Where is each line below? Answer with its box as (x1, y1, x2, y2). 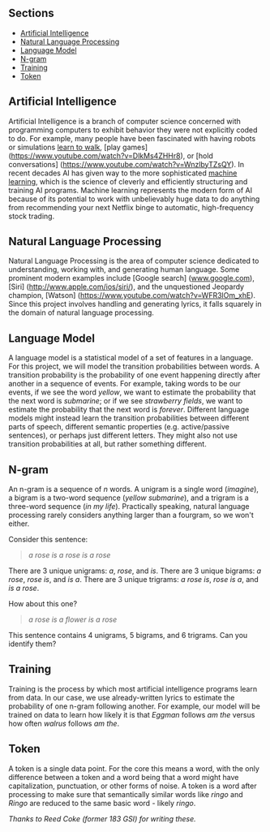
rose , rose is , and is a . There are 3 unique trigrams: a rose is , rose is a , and (8, 575, 259, 584)
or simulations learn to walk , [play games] (8, 142, 148, 152)
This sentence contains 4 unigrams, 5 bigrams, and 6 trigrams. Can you (8, 631, 248, 640)
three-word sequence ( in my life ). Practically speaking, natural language (8, 502, 250, 511)
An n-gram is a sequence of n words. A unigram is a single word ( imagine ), (8, 485, 259, 494)
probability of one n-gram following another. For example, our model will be (8, 701, 261, 711)
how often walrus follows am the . (8, 718, 120, 728)
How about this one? (8, 599, 78, 609)
